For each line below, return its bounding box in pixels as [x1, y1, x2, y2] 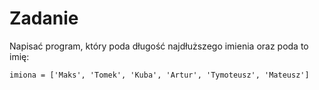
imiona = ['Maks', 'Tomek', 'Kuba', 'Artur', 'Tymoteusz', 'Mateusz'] [9, 70, 310, 80]
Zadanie [9, 7, 79, 30]
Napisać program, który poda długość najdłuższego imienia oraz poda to [9, 40, 309, 52]
